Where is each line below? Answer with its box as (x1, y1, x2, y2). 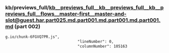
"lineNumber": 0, (77, 39, 114, 44)
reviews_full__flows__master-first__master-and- (5, 10, 127, 17)
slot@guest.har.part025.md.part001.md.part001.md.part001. (5, 17, 161, 24)
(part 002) (14, 23, 40, 30)
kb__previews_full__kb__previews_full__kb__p (48, 4, 164, 11)
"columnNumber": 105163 (77, 44, 128, 49)
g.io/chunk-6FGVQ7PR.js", (5, 34, 60, 39)
